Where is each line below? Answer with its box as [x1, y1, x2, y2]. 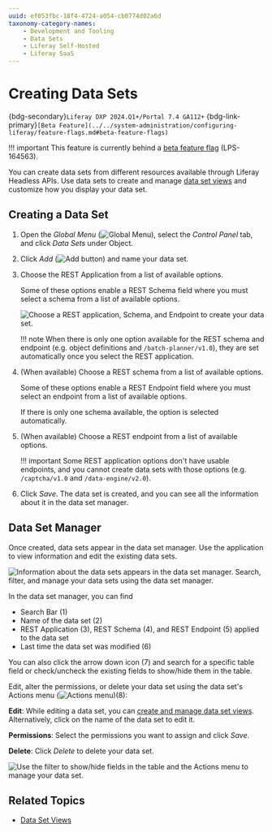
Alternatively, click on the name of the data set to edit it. [8, 714, 196, 724]
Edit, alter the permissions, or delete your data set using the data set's [8, 681, 244, 691]
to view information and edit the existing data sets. [8, 551, 177, 561]
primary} [8, 119, 38, 130]
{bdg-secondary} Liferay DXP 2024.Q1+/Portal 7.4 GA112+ [8, 111, 205, 121]
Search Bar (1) [19, 606, 68, 617]
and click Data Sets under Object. [19, 238, 134, 248]
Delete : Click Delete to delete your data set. [8, 746, 154, 756]
